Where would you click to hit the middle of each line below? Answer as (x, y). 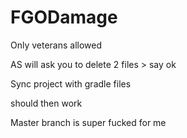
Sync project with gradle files (71, 83)
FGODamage (64, 17)
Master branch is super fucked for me (88, 122)
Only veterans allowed (56, 45)
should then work (46, 103)
